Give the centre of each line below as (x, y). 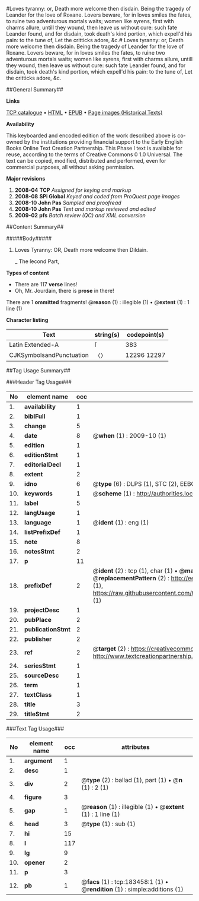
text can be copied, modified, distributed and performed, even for (86, 161)
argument (38, 761)
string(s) (107, 335)
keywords (39, 494)
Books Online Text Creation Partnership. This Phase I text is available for (94, 148)
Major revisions (26, 178)
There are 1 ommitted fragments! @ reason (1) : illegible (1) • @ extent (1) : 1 (98, 302)
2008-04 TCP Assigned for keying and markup (73, 190)
